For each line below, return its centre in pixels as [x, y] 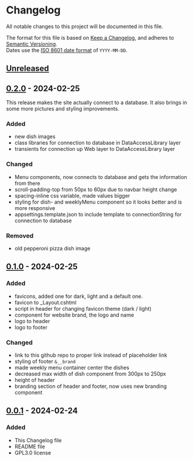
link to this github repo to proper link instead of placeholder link [91, 355]
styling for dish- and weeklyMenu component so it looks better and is [98, 202]
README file [30, 446]
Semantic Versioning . [32, 44]
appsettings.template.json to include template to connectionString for [98, 214]
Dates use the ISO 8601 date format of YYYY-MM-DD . [67, 50]
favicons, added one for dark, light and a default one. [79, 296]
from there [27, 183]
